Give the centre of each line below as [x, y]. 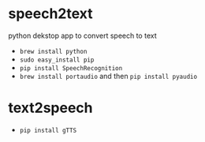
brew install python [53, 51]
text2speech [50, 108]
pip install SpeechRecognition [71, 68]
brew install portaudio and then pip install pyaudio [108, 76]
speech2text [50, 14]
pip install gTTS [48, 130]
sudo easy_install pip [57, 60]
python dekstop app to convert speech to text [82, 35]
